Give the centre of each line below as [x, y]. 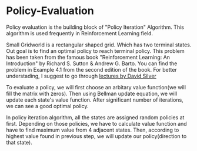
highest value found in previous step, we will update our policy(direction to [96, 136]
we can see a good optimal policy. [47, 106]
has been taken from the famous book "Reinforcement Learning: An [88, 57]
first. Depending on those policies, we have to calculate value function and [96, 123]
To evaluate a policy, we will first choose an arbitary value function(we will [96, 87]
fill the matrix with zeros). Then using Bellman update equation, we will [92, 93]
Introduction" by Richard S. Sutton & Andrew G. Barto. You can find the [92, 63]
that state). [19, 142]
